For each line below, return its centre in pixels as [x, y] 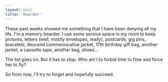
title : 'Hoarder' [23, 14]
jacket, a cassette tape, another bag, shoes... [52, 50]
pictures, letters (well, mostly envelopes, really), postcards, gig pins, [76, 39]
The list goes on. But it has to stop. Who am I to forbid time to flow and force [84, 59]
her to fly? [16, 65]
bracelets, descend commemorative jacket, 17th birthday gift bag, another [81, 44]
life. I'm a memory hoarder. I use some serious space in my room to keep [80, 34]
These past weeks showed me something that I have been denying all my [81, 28]
